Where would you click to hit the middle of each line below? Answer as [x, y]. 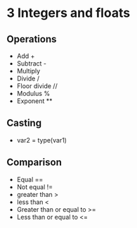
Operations [32, 39]
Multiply [28, 71]
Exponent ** [35, 101]
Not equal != [35, 187]
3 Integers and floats [68, 13]
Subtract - [32, 64]
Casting [24, 123]
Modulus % [33, 94]
